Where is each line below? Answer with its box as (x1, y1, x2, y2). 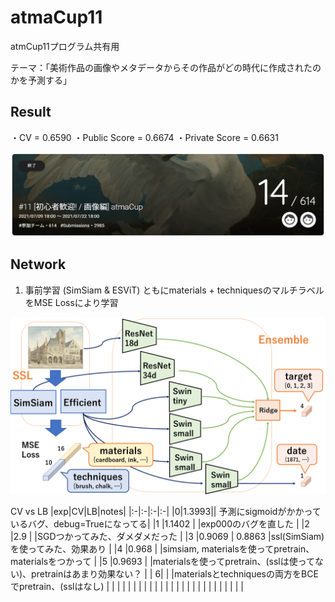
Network (10, 256, 67, 273)
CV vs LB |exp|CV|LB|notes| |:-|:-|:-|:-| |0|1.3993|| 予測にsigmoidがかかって (10, 506, 322, 518)
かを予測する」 (10, 74, 72, 86)
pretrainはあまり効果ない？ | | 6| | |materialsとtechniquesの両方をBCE (31, 568, 319, 580)
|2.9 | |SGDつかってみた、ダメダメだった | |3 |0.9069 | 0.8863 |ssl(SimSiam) (10, 531, 325, 543)
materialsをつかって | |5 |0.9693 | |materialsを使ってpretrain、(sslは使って (10, 556, 316, 568)
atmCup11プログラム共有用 (10, 40, 120, 52)
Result (10, 104, 52, 121)
